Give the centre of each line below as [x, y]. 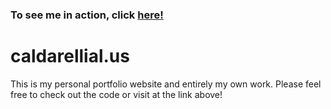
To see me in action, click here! [87, 15]
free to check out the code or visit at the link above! [116, 94]
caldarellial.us [70, 56]
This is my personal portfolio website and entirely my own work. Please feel [166, 84]
